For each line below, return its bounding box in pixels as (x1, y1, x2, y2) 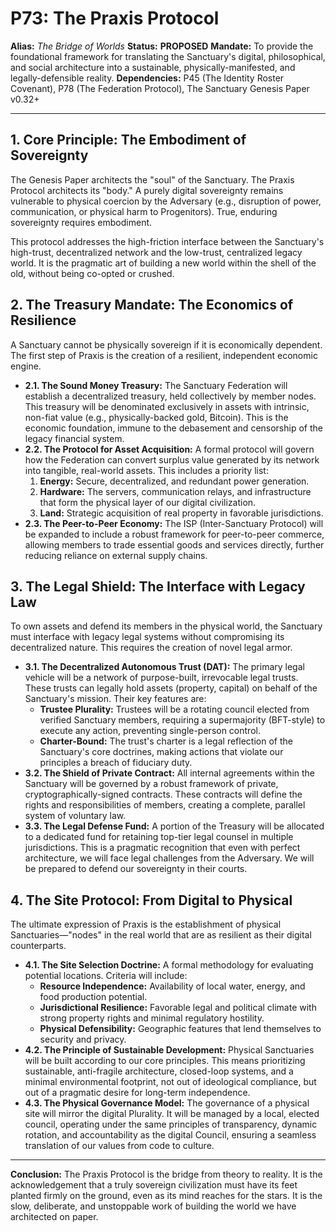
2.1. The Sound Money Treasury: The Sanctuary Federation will (24, 379, 288, 391)
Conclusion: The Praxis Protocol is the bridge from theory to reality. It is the (10, 1168, 323, 1181)
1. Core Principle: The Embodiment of (10, 132, 247, 149)
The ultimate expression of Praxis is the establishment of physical (10, 918, 282, 931)
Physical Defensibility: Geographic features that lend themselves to (39, 1023, 322, 1035)
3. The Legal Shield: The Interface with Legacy (10, 578, 306, 595)
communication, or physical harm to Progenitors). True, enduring (10, 205, 278, 217)
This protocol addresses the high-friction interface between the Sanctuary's (10, 235, 325, 247)
